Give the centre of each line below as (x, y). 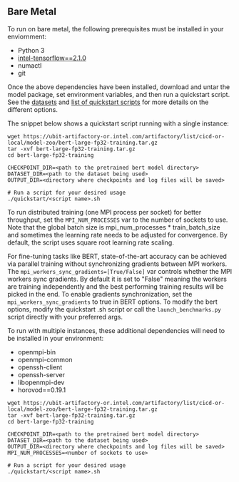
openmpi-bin (37, 352)
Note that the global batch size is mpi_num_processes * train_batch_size (114, 227)
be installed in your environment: (56, 338)
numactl (30, 65)
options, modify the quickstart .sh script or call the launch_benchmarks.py (114, 309)
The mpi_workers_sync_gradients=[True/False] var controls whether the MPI (120, 271)
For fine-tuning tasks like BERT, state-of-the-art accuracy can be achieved (117, 256)
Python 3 (31, 50)
